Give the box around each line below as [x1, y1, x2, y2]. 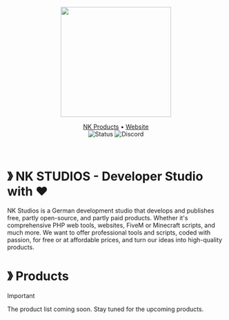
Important [7, 291, 35, 299]
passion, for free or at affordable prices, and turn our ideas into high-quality [7, 235, 223, 244]
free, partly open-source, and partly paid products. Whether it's [7, 213, 188, 222]
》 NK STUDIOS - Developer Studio [7, 169, 203, 184]
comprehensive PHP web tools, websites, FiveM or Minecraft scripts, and [7, 221, 216, 229]
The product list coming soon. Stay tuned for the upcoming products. [7, 305, 204, 313]
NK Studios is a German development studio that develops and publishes [7, 206, 215, 215]
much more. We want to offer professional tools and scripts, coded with [7, 228, 211, 237]
